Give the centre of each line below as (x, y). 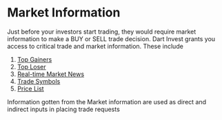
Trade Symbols (39, 81)
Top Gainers (34, 59)
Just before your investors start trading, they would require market (102, 32)
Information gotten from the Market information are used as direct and (107, 101)
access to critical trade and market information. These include (95, 46)
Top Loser (31, 67)
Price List (30, 88)
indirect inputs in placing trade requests (64, 109)
